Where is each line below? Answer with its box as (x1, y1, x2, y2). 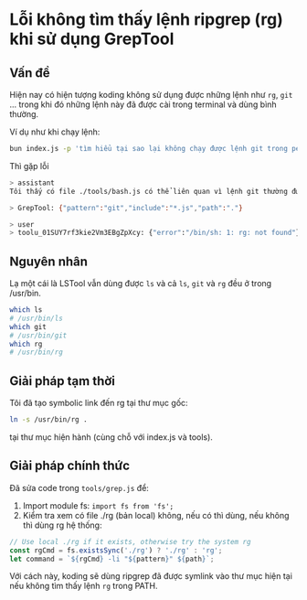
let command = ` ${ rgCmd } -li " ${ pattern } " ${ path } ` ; (9, 554, 215, 563)
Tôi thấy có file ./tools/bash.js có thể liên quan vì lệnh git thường (9, 187, 288, 196)
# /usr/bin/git (9, 330, 68, 340)
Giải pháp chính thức (9, 458, 131, 474)
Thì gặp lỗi (9, 160, 49, 171)
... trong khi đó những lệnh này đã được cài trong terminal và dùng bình (9, 99, 277, 110)
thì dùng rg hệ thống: (22, 520, 102, 530)
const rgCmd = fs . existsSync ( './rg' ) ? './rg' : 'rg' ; (9, 545, 223, 555)
